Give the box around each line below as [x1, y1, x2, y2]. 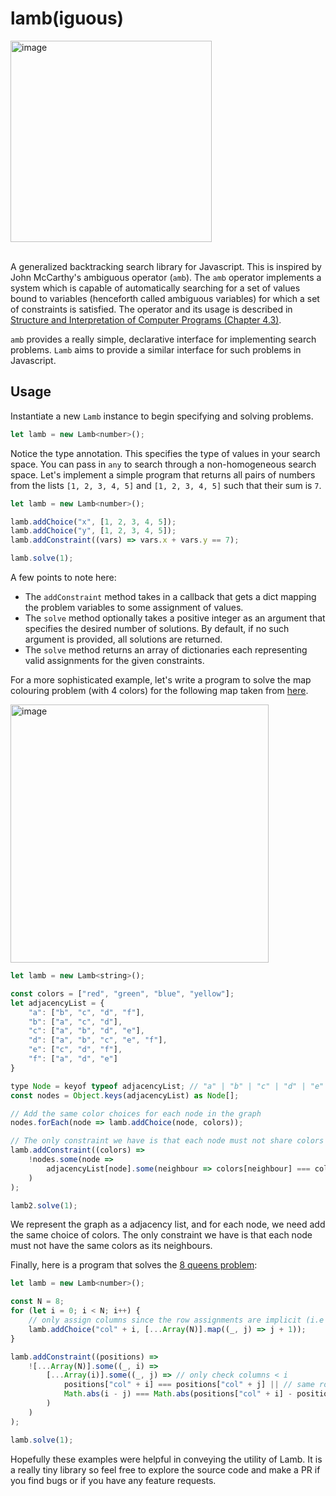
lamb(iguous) [10, 7, 125, 30]
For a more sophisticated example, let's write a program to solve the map [10, 674, 312, 686]
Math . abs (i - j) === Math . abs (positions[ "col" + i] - [63, 1389, 293, 1399]
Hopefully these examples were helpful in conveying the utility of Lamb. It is [10, 1453, 323, 1465]
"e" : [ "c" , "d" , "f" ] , [28, 1045, 123, 1055]
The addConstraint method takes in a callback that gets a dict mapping [24, 591, 317, 602]
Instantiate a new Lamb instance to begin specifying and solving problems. [10, 410, 314, 422]
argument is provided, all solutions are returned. [24, 633, 223, 645]
